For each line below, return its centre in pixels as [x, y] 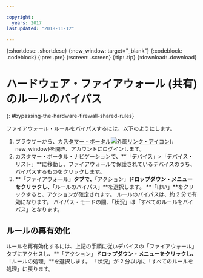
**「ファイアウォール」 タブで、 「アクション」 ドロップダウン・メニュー [104, 179]
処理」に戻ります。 [30, 269]
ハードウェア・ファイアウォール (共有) [102, 84]
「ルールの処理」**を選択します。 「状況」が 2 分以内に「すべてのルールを [100, 262]
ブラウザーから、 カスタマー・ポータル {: [94, 141]
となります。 [47, 210]
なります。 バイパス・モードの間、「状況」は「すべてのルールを [104, 202]
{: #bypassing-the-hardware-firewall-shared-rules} [70, 116]
